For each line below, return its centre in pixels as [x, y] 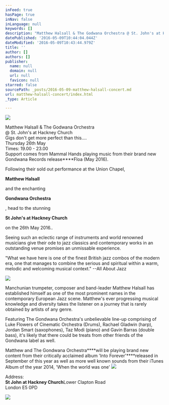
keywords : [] [19, 29]
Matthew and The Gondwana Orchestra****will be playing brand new [77, 351]
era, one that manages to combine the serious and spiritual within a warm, [82, 263]
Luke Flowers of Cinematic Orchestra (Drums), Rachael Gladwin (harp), [79, 325]
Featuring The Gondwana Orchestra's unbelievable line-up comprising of [81, 319]
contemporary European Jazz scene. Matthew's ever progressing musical [82, 299]
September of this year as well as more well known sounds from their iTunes [84, 361]
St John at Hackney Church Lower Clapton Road [55, 382]
